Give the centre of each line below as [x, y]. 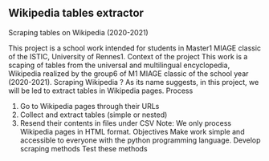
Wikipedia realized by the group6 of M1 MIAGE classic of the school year [128, 73]
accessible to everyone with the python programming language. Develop [140, 140]
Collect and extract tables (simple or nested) [94, 115]
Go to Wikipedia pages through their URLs [90, 106]
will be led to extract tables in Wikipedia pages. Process [101, 91]
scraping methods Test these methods [84, 148]
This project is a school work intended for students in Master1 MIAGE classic [135, 48]
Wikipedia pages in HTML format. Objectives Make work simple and [132, 131]
